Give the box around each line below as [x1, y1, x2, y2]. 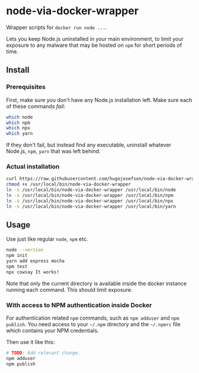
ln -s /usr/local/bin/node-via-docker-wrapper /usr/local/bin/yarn [6, 203, 176, 209]
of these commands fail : [6, 103, 66, 110]
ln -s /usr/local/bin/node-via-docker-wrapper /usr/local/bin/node [6, 187, 176, 193]
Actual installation [6, 162, 60, 171]
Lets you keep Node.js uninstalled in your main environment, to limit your [6, 35, 184, 42]
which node [6, 114, 33, 120]
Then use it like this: [6, 339, 55, 346]
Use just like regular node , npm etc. [6, 235, 88, 243]
